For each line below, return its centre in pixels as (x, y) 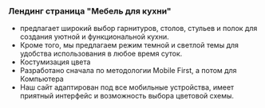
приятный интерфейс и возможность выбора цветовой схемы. (127, 96)
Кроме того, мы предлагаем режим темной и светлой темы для (129, 45)
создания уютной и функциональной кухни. (94, 37)
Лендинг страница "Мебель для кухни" (90, 11)
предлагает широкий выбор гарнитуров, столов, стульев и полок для (138, 29)
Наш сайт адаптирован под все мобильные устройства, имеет (127, 87)
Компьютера (42, 79)
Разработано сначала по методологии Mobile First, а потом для (128, 71)
